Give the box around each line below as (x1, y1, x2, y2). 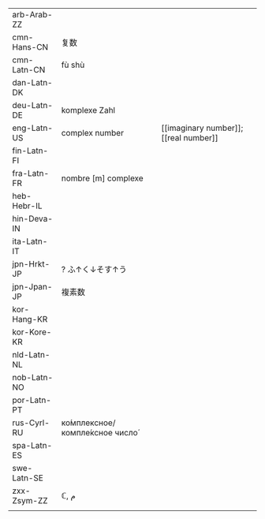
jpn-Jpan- (12, 282, 53, 292)
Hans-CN (12, 42, 49, 52)
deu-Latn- (12, 100, 54, 110)
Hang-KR (12, 314, 48, 324)
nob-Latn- (12, 372, 54, 383)
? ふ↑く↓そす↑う (61, 264, 128, 274)
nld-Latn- (12, 349, 50, 360)
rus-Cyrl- (12, 417, 50, 428)
